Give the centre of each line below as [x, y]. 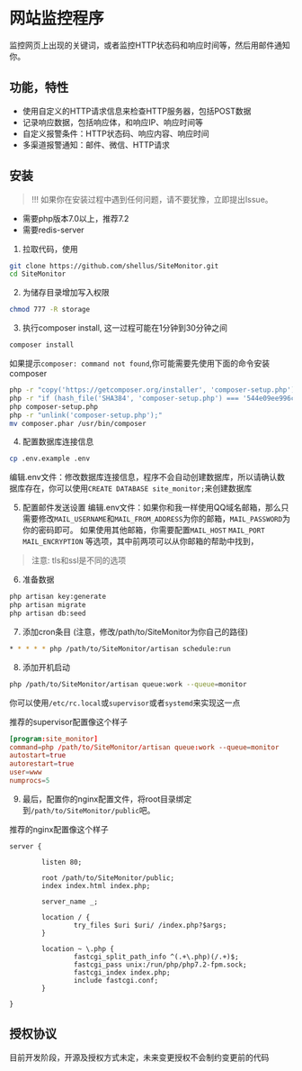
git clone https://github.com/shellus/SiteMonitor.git [114, 266]
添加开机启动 [46, 667]
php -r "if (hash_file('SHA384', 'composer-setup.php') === [124, 398]
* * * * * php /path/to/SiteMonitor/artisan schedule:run [120, 649]
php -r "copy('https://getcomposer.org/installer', [108, 390]
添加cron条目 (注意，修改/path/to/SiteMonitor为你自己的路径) [135, 631]
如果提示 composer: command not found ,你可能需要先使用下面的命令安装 [140, 363]
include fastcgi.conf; [116, 980]
